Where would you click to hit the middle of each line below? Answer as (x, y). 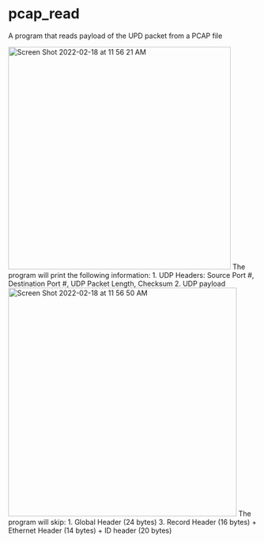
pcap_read (44, 14)
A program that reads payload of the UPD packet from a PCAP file (115, 36)
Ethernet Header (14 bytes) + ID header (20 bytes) (90, 530)
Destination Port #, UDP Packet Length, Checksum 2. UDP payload (117, 283)
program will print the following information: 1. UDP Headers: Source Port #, (131, 275)
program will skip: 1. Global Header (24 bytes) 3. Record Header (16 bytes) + (132, 522)
